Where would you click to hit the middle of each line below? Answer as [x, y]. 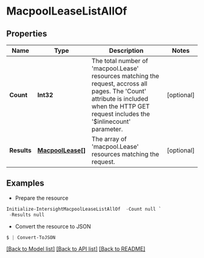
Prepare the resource [42, 198]
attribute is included [120, 99]
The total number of [120, 61]
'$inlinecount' [111, 121]
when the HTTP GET [121, 106]
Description [126, 51]
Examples [25, 183]
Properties [27, 34]
